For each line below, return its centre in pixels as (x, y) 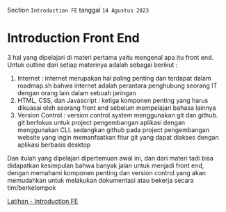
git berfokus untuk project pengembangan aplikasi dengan (101, 122)
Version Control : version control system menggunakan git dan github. (118, 115)
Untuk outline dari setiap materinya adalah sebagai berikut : (92, 65)
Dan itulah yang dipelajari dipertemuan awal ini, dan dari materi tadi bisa (111, 158)
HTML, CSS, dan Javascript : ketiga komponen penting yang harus (113, 100)
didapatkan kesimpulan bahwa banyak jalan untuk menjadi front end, (106, 165)
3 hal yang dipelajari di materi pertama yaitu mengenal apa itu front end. (111, 57)
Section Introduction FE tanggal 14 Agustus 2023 (78, 10)
